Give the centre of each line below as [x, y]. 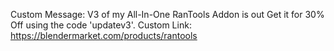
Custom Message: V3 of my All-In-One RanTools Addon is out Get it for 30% [167, 14]
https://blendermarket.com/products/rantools [104, 35]
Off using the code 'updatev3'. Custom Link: [101, 25]
